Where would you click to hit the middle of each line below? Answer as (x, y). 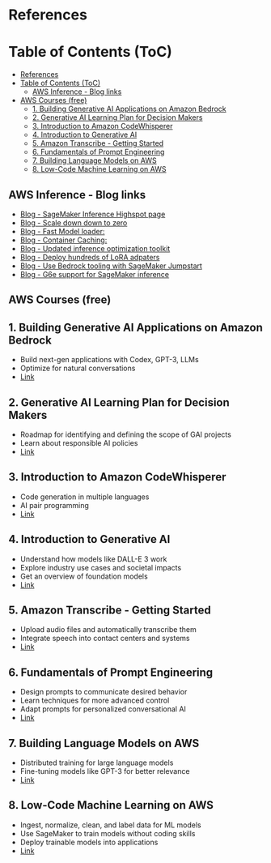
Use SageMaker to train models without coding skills (108, 833)
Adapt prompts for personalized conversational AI (103, 709)
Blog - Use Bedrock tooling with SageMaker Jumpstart (111, 266)
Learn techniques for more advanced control (95, 701)
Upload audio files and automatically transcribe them (108, 630)
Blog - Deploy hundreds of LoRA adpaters (90, 257)
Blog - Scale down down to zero (74, 222)
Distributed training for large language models (97, 763)
